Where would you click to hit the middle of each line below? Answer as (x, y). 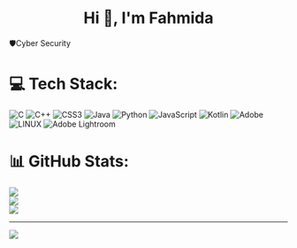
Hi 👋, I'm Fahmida (148, 18)
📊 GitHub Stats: (69, 162)
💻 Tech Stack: (64, 84)
